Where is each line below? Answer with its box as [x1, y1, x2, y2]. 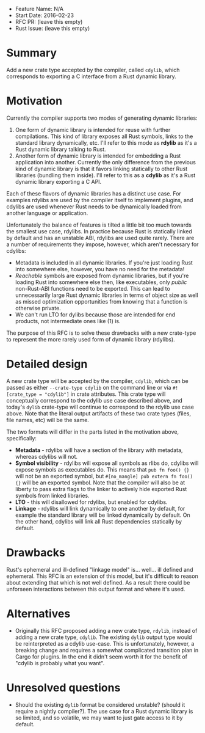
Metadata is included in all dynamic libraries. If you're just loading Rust [15, 259, 193, 266]
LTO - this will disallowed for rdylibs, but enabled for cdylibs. [15, 498, 168, 506]
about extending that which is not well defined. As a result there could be [6, 578, 190, 586]
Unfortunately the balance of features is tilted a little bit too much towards [6, 221, 192, 228]
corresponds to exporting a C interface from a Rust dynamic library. [6, 73, 177, 80]
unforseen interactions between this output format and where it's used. [6, 585, 185, 593]
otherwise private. [15, 304, 61, 312]
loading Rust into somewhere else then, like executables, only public [15, 278, 187, 286]
